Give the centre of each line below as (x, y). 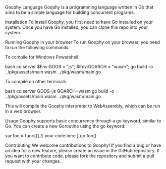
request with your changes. (33, 161)
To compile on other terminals (36, 82)
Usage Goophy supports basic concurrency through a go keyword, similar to (83, 121)
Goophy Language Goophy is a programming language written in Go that (79, 7)
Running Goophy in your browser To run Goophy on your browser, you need (83, 42)
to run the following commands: (38, 47)
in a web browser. (23, 111)
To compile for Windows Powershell (42, 57)
